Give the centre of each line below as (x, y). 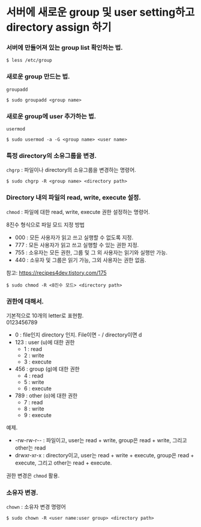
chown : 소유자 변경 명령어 (36, 507)
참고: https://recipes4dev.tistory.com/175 (56, 273)
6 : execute (38, 388)
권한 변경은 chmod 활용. (33, 475)
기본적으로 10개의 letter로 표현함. (45, 315)
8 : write (34, 409)
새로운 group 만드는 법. (38, 77)
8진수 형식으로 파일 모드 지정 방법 (46, 224)
